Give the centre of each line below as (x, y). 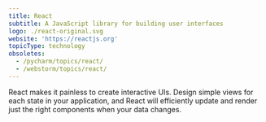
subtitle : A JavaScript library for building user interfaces (116, 24)
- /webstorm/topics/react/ (61, 69)
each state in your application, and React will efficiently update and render (133, 100)
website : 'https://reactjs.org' (63, 39)
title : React (31, 16)
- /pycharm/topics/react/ (60, 62)
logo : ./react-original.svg (56, 31)
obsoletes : (27, 54)
